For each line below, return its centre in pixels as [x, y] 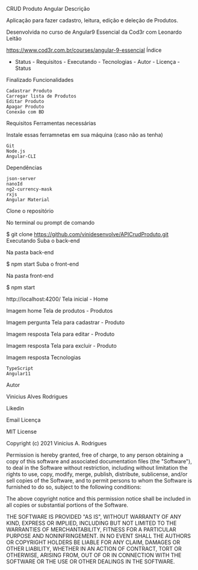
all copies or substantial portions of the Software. [67, 505]
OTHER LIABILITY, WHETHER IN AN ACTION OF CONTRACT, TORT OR [94, 549]
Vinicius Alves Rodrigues [37, 396]
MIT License [22, 431]
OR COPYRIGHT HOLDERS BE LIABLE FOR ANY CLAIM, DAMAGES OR [93, 542]
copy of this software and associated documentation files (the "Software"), [99, 461]
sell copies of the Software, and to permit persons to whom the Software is [99, 481]
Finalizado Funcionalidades [40, 80]
